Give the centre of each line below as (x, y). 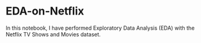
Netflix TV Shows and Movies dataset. (53, 34)
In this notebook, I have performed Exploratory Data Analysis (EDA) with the (100, 28)
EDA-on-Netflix (45, 11)
